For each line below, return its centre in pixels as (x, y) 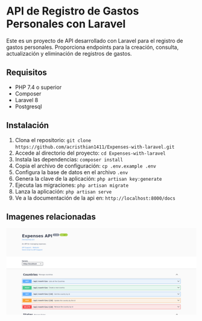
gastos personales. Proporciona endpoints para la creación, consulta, (93, 47)
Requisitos (27, 73)
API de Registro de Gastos (73, 11)
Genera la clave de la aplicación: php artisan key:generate (88, 178)
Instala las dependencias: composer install (69, 159)
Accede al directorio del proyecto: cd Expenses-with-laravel (90, 153)
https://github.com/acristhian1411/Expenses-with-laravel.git (95, 147)
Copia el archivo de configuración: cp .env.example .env (86, 166)
